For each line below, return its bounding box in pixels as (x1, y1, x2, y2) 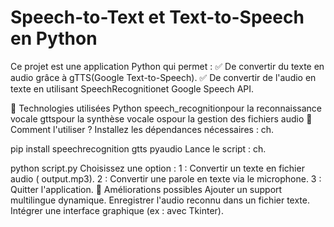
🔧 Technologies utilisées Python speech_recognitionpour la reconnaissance (10, 102, 322, 114)
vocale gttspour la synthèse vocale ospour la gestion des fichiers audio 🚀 (10, 112, 313, 125)
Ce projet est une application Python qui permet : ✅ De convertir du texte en (10, 60, 325, 72)
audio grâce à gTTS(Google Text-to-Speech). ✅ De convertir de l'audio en (10, 71, 317, 83)
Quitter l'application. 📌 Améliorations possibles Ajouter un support (10, 183, 283, 195)
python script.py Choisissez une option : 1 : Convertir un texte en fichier (10, 162, 305, 174)
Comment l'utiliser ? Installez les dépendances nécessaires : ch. (10, 123, 275, 135)
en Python (10, 27, 98, 50)
